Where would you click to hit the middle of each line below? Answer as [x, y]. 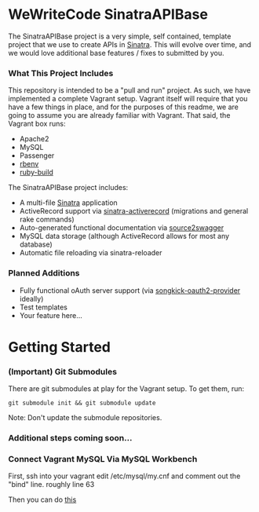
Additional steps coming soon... [70, 437]
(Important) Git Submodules [63, 371]
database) [36, 244]
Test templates [44, 307]
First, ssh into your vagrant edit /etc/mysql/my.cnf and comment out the [124, 476]
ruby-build [36, 172]
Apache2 [34, 139]
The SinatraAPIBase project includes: [68, 188]
